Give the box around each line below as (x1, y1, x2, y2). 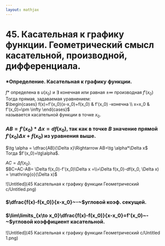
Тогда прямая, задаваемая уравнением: (5, 95, 91, 102)
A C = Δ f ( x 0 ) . (5, 160, 32, 167)
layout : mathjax (5, 7, 39, 12)
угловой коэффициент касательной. (12, 218, 105, 225)
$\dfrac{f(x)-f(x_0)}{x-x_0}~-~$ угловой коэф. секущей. (5, 199, 147, 206)
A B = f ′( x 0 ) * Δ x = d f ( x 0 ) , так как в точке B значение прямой (5, 125, 158, 133)
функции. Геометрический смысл (5, 39, 155, 50)
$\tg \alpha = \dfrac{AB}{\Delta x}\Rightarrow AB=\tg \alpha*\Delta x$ (5, 145, 148, 151)
